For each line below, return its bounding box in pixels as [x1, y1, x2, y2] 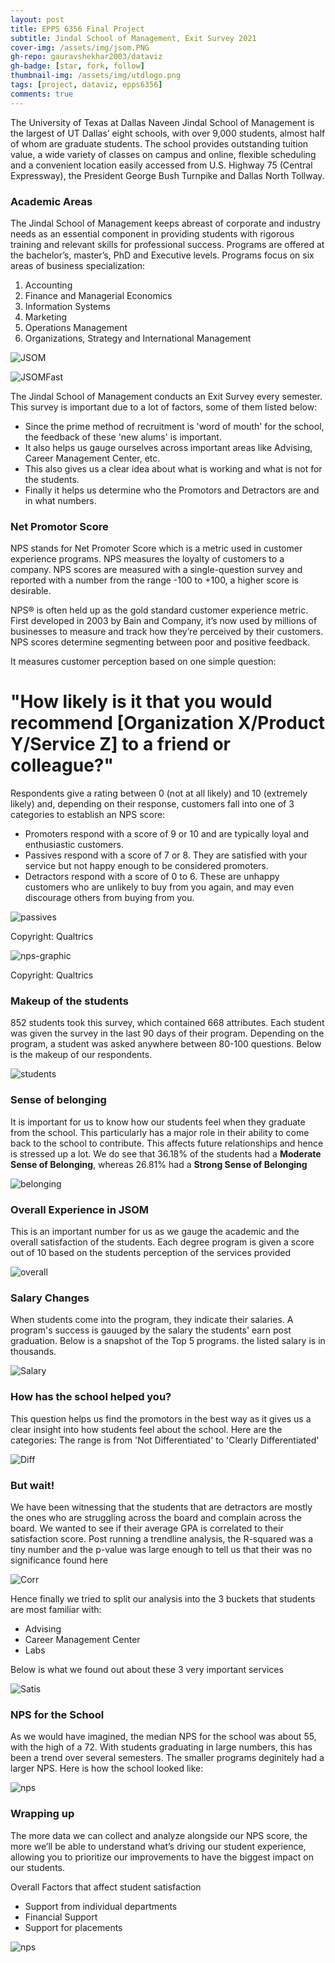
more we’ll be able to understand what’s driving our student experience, [10, 1840, 307, 1852]
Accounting [24, 279, 73, 291]
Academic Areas [10, 194, 93, 208]
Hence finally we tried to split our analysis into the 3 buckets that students [10, 1592, 316, 1605]
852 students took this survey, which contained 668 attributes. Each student [10, 1017, 325, 1029]
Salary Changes [10, 1291, 90, 1305]
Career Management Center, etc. [24, 452, 161, 464]
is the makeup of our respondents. [10, 1049, 153, 1061]
